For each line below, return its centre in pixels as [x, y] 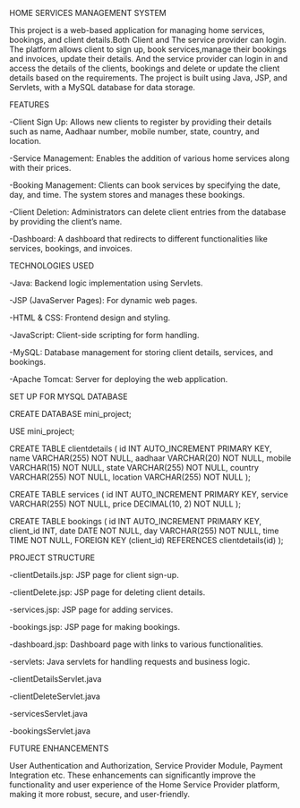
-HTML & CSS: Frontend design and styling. [90, 318]
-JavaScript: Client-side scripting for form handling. [104, 335]
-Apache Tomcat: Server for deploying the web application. [119, 379]
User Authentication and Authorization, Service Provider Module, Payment [146, 765]
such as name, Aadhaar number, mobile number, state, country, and [134, 132]
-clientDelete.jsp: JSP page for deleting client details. [107, 592]
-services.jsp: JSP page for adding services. [91, 609]
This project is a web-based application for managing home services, [137, 30]
